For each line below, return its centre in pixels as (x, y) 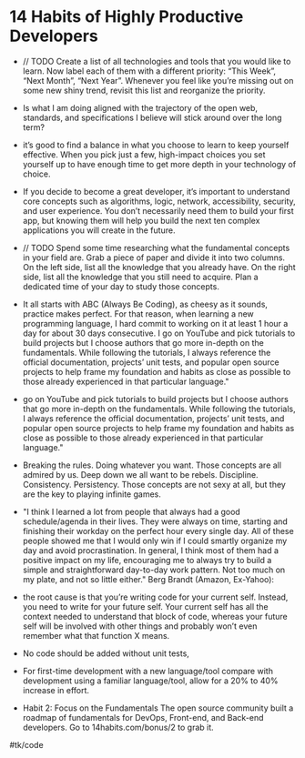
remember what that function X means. (96, 635)
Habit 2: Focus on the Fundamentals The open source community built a (158, 708)
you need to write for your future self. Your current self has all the (145, 606)
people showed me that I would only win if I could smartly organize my (155, 541)
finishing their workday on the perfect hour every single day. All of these (158, 531)
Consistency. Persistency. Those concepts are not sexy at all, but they (154, 484)
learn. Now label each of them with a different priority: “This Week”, (149, 71)
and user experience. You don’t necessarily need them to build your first (158, 210)
